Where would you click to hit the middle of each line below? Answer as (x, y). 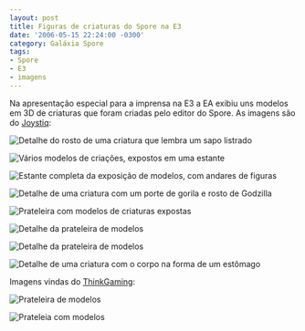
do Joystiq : (31, 122)
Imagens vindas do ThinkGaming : (72, 281)
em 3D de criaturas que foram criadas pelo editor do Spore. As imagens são (152, 113)
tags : (20, 52)
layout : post (34, 18)
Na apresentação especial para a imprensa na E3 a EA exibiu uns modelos (149, 103)
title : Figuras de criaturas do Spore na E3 (95, 26)
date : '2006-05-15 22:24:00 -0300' (77, 35)
